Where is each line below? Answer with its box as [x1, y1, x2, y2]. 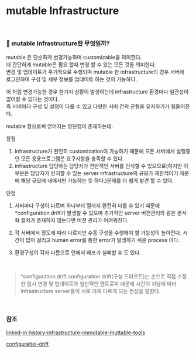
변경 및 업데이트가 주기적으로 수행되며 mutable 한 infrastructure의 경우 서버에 [6, 69, 185, 76]
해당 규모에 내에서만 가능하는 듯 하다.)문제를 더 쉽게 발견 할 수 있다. [20, 177, 174, 184]
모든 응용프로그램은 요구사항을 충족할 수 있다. [20, 155, 124, 162]
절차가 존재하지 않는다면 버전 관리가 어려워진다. [20, 217, 129, 224]
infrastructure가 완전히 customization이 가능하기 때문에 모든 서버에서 [14, 148, 176, 155]
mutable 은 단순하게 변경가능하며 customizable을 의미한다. [6, 54, 142, 61]
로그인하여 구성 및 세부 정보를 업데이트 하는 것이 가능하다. [6, 76, 137, 83]
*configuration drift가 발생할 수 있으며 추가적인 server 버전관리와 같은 [14, 210, 176, 217]
